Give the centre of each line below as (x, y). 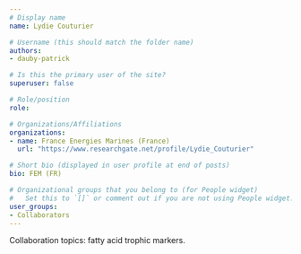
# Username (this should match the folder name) (102, 42)
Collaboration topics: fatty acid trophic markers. (97, 241)
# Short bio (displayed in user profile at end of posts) (120, 166)
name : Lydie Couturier (52, 26)
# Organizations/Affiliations (66, 124)
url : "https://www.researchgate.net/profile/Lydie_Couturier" (136, 149)
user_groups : (34, 206)
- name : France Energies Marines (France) (90, 141)
